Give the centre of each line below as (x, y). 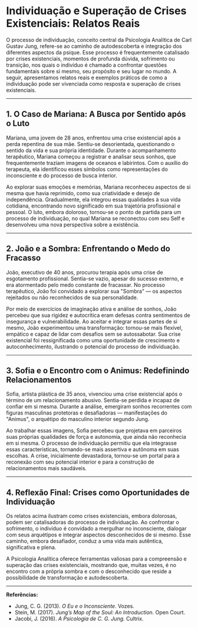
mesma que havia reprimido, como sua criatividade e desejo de (83, 193)
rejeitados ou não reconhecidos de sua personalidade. (72, 297)
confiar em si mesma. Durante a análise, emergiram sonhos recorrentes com (99, 407)
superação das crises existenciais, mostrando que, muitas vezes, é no (91, 565)
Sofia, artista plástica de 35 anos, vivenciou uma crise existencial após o (94, 394)
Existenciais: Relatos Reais (73, 23)
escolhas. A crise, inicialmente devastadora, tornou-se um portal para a (93, 456)
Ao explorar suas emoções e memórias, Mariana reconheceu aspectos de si (98, 187)
